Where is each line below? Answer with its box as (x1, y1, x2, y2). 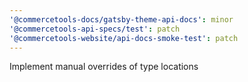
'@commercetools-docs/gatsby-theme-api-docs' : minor (9, 14, 234, 25)
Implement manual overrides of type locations (9, 61, 199, 73)
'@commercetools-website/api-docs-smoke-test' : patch (9, 33, 239, 43)
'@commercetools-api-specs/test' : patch (9, 24, 181, 34)
